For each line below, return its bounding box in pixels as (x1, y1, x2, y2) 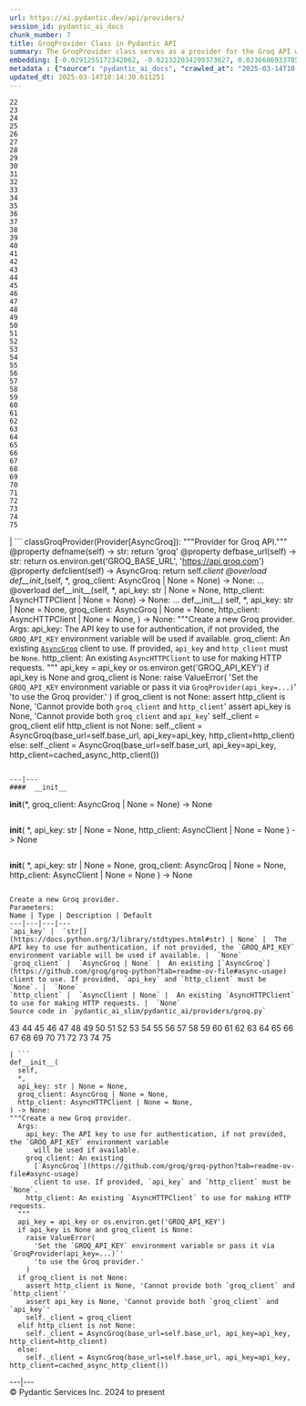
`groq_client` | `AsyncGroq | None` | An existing (9, 959, 214, 968)
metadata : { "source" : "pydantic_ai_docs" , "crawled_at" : (9, 65, 234, 74)
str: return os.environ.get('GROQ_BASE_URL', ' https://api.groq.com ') (9, 555, 265, 566)
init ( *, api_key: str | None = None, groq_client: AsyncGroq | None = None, (9, 859, 287, 870)
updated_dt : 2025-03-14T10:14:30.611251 (9, 73, 166, 82)
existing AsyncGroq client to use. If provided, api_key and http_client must (9, 642, 289, 653)
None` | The (237, 935, 287, 944)
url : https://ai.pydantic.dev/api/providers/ (9, 13, 185, 23)
